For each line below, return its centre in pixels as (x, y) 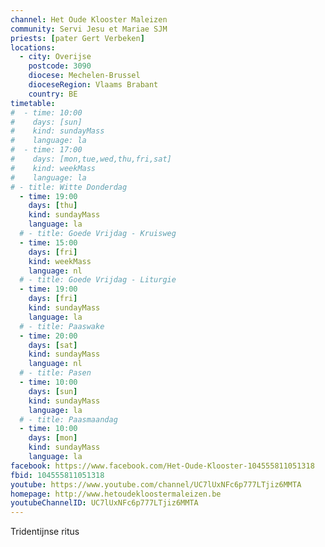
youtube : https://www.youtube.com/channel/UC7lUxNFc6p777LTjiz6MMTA (156, 484)
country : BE (53, 94)
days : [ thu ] (53, 206)
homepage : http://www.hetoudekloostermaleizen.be (116, 494)
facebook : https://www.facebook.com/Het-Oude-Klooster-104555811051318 (162, 466)
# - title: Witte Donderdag (69, 187)
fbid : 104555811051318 (57, 475)
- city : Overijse (55, 57)
